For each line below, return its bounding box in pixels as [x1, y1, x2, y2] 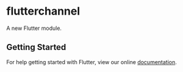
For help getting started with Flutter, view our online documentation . [6, 58, 177, 65]
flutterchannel [6, 4, 81, 18]
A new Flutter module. [6, 24, 62, 32]
